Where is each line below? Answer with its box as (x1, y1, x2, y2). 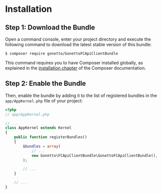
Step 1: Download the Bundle (5, 23, 95, 32)
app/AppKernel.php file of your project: (5, 97, 83, 103)
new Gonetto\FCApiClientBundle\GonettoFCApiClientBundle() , (31, 153, 158, 158)
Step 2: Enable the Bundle (5, 79, 86, 88)
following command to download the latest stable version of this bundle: (5, 42, 152, 48)
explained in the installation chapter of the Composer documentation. (5, 65, 146, 71)
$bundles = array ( (23, 144, 61, 149)
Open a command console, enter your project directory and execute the (5, 36, 151, 42)
